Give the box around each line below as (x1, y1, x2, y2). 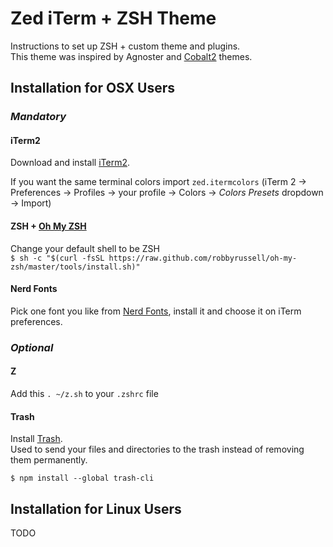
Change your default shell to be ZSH (10, 242, 160, 254)
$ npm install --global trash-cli (10, 473, 155, 484)
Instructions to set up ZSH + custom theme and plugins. (10, 40, 241, 52)
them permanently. (10, 454, 88, 466)
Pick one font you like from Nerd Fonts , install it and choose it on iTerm (10, 305, 302, 317)
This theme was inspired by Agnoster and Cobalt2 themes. (10, 50, 253, 62)
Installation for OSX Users (10, 80, 176, 97)
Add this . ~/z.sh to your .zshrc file (10, 387, 159, 399)
